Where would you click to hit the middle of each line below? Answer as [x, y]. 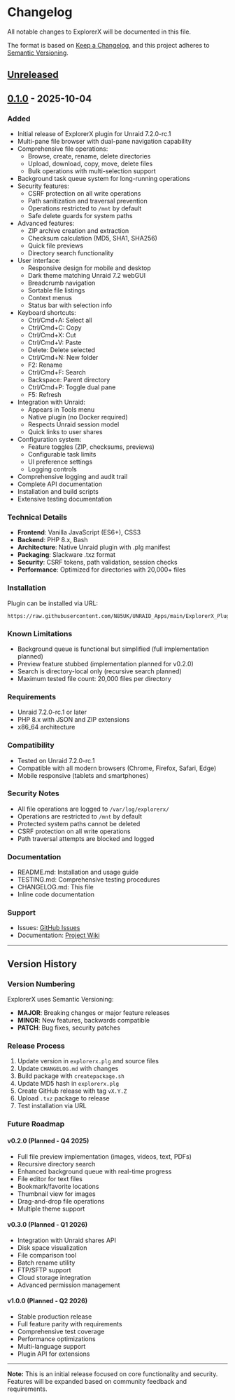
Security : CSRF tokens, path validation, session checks [97, 563]
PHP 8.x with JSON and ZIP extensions [73, 720]
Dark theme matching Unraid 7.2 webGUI [87, 276]
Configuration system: [49, 440]
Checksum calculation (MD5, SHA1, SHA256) [92, 238]
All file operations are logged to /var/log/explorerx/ [93, 809]
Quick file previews [56, 245]
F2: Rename [45, 365]
